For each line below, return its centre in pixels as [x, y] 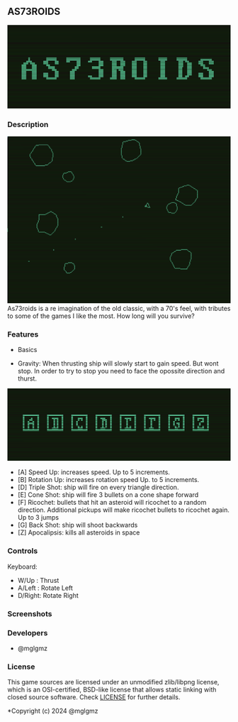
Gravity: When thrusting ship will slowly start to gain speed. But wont [118, 363]
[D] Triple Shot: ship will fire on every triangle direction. [98, 487]
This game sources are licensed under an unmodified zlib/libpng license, [113, 682]
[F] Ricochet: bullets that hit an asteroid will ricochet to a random [112, 503]
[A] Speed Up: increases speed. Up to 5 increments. [93, 472]
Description [28, 125]
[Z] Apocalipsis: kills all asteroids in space [79, 532]
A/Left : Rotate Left [45, 588]
